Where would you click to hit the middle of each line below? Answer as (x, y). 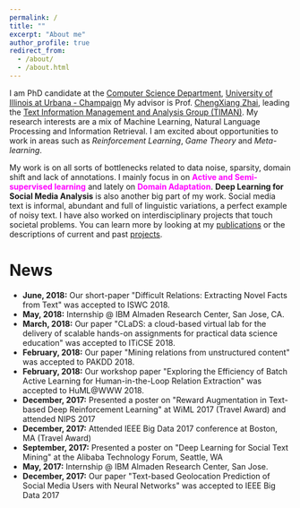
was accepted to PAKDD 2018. (78, 362)
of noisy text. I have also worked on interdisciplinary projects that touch (141, 215)
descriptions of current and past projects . (86, 234)
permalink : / (34, 17)
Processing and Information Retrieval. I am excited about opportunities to (144, 131)
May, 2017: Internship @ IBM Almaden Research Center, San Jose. (145, 466)
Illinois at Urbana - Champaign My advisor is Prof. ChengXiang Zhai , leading (150, 102)
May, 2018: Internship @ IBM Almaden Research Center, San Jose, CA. (153, 314)
